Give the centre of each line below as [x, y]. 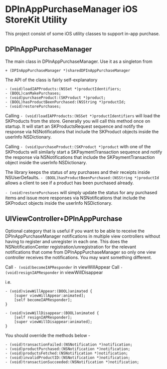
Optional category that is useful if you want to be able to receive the [75, 231]
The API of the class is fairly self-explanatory [51, 80]
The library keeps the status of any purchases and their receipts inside [78, 172]
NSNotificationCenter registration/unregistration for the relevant [71, 247]
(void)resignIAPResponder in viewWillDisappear [54, 272]
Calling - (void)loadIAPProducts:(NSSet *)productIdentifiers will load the [83, 115]
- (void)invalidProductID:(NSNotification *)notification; [68, 358]
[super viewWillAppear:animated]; [50, 296]
